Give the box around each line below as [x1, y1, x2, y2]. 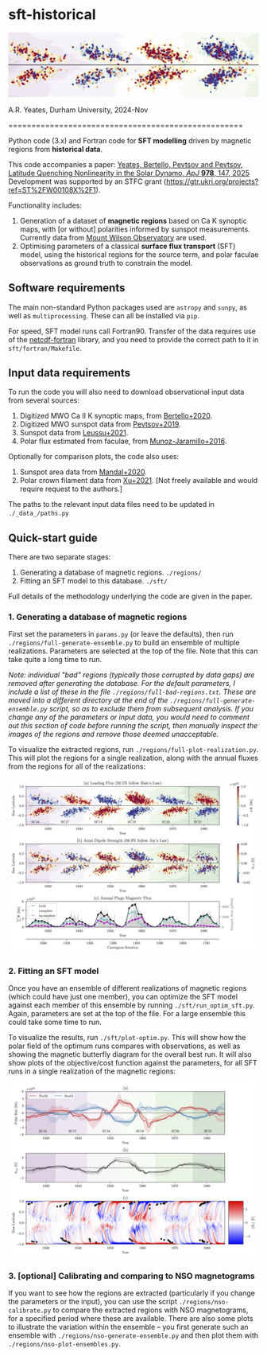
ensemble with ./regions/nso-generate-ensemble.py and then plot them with [8, 1331, 258, 1340]
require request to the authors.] [19, 484, 123, 494]
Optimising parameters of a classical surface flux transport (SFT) [19, 241, 236, 251]
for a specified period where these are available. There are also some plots [8, 1313, 253, 1323]
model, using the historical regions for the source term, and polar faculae [19, 249, 259, 259]
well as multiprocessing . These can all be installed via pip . [8, 310, 200, 320]
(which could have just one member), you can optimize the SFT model [8, 992, 238, 1002]
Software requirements [8, 281, 126, 295]
